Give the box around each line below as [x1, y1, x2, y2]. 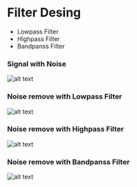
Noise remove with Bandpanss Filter [7, 157, 130, 166]
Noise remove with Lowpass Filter [7, 92, 123, 101]
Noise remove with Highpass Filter [7, 125, 125, 134]
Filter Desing [7, 5, 82, 21]
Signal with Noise [7, 59, 66, 68]
